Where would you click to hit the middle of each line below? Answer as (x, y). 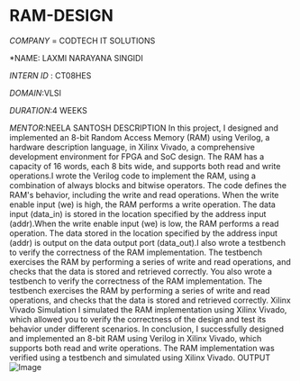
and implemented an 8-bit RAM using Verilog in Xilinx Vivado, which (136, 338)
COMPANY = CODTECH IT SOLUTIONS (82, 41)
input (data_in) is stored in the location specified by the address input (138, 213)
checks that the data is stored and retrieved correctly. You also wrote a (141, 271)
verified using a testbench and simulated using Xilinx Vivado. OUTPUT (140, 358)
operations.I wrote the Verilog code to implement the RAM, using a (133, 176)
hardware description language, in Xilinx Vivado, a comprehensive (132, 147)
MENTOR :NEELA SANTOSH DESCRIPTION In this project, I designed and (144, 128)
